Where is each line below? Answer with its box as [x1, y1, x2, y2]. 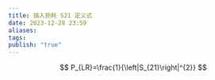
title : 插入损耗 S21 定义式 [8, 11, 93, 20]
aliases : [8, 26, 37, 34]
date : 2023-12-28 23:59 [8, 19, 87, 27]
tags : [8, 33, 26, 42]
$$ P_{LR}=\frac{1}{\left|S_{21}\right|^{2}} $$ [59, 63, 208, 72]
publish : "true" [8, 41, 62, 49]
